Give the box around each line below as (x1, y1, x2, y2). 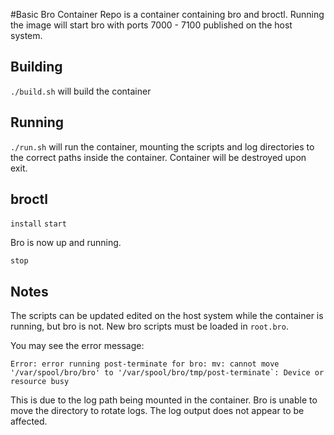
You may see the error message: (10, 340, 145, 352)
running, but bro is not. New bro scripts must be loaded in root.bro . (10, 320, 289, 333)
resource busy (10, 377, 70, 387)
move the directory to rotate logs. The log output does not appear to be (10, 405, 305, 417)
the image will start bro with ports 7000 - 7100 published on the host (10, 19, 293, 31)
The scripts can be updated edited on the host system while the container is (10, 310, 324, 322)
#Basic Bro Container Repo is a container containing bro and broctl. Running (10, 9, 325, 20)
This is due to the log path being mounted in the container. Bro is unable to (10, 394, 318, 406)
